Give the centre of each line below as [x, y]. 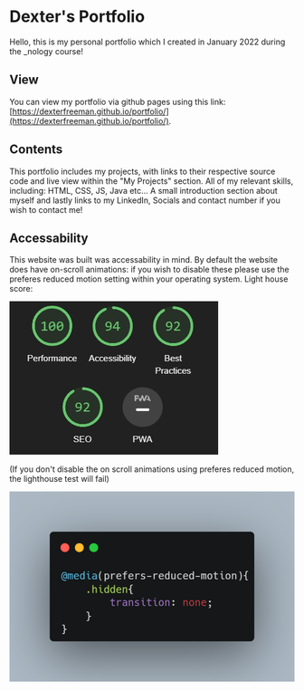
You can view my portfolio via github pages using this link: [118, 101]
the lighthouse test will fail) [60, 479]
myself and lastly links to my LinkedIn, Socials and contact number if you [145, 200]
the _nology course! [47, 51]
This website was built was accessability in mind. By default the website [144, 260]
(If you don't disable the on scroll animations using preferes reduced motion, [152, 469]
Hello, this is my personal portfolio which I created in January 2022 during [147, 42]
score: [21, 289]
